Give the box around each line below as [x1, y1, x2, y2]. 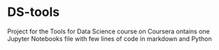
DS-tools [7, 4, 60, 20]
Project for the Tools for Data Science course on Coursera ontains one [7, 27, 210, 35]
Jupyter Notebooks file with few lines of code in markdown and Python [7, 34, 212, 42]
